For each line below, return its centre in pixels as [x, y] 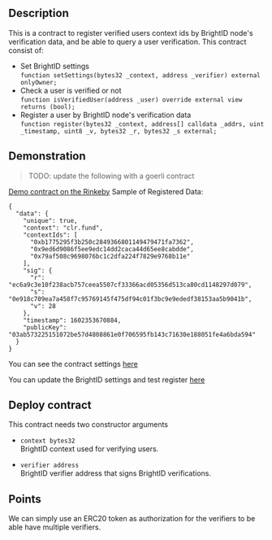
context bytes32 [47, 441]
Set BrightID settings [55, 66]
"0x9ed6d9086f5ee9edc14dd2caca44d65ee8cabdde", [112, 249]
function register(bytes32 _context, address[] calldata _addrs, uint [142, 124]
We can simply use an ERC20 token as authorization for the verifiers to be [132, 519]
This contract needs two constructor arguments [89, 425]
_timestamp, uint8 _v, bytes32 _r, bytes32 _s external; [119, 131]
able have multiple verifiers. [55, 527]
